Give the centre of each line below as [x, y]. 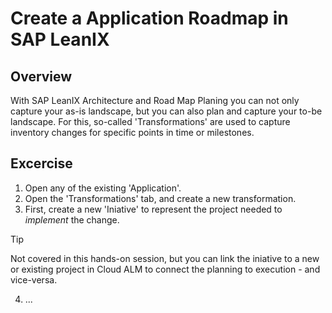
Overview [41, 76]
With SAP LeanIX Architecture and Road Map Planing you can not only [155, 100]
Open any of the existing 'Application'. [103, 188]
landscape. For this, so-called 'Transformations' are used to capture [150, 121]
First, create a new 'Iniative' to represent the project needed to [153, 209]
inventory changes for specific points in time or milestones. [132, 132]
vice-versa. [34, 279]
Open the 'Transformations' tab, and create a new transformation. [160, 198]
